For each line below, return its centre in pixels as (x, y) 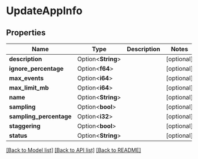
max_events (27, 78)
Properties (26, 33)
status (18, 135)
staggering (25, 126)
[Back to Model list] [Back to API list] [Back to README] (74, 150)
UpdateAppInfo (44, 11)
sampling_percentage (40, 116)
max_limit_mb (29, 88)
